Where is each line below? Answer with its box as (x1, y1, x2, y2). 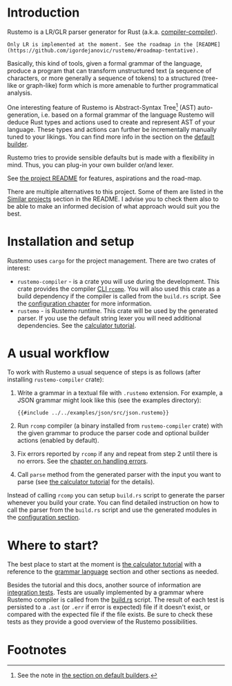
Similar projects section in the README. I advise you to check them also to (7, 195, 219, 203)
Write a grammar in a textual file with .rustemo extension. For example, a (17, 389, 223, 397)
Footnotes (7, 642, 67, 658)
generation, (7, 111, 40, 119)
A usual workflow (7, 345, 110, 361)
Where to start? (7, 537, 99, 553)
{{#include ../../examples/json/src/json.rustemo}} (17, 410, 169, 417)
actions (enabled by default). (17, 437, 99, 445)
